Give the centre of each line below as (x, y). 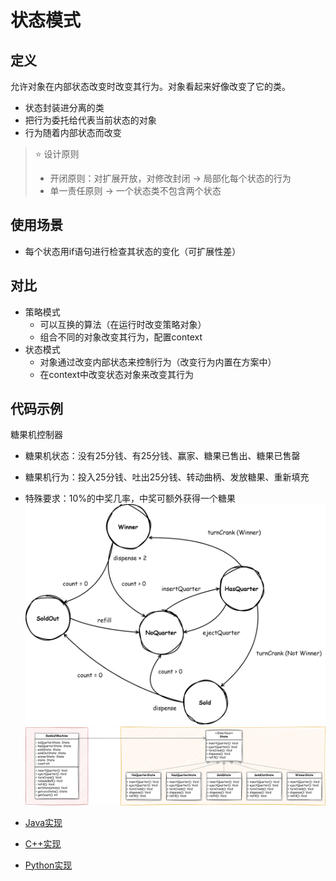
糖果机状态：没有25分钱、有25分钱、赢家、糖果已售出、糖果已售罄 (162, 456)
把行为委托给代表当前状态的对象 (90, 120)
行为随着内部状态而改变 (73, 132)
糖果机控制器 (36, 435)
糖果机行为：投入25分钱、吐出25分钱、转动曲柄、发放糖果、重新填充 (167, 477)
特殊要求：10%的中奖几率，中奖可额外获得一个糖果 (130, 498)
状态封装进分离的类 (64, 107)
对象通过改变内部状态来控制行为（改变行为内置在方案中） (158, 362)
